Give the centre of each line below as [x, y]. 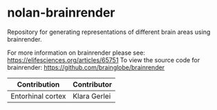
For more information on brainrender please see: [76, 53]
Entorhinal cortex [38, 96]
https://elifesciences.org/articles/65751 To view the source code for [104, 59]
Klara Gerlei [92, 96]
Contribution [38, 84]
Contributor [92, 84]
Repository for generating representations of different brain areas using [109, 32]
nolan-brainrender [61, 13]
